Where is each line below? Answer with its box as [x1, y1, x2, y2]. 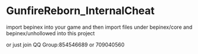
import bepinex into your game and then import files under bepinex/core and [6, 23, 193, 31]
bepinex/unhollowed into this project [6, 29, 95, 36]
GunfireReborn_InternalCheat [6, 4, 155, 18]
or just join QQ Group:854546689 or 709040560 [6, 41, 125, 48]
